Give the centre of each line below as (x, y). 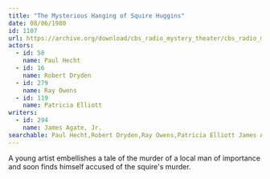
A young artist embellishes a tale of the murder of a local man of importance (135, 158)
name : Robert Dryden (57, 75)
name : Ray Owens (50, 90)
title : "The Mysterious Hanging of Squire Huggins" (96, 16)
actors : (21, 46)
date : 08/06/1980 (37, 23)
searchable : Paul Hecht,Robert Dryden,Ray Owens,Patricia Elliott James (133, 135)
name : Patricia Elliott (63, 105)
